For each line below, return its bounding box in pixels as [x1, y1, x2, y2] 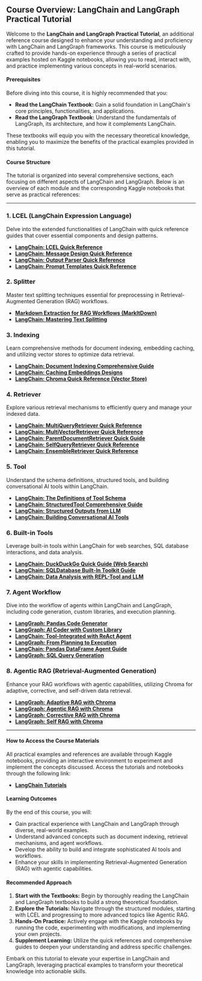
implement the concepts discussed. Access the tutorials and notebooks [6, 763, 184, 770]
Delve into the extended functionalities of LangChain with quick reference [6, 225, 189, 232]
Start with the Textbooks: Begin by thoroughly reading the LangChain [14, 892, 189, 899]
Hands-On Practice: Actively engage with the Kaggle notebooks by [14, 918, 183, 925]
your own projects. [14, 930, 62, 938]
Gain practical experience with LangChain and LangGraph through [14, 820, 179, 827]
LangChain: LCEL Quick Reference [14, 243, 103, 250]
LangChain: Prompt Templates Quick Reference [14, 262, 136, 270]
